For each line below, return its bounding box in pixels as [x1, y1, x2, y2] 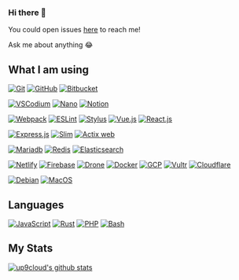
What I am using [8, 63, 89, 76]
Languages [8, 198, 64, 212]
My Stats [8, 241, 53, 255]
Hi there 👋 [8, 7, 47, 18]
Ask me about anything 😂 [8, 40, 94, 50]
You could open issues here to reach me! [8, 25, 142, 35]
